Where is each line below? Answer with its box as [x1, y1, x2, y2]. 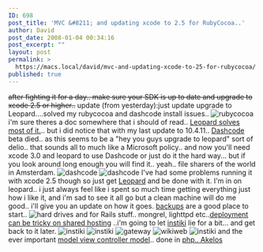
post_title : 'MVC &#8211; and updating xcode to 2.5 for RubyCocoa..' [8, 19, 246, 27]
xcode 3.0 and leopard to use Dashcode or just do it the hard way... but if [8, 151, 246, 160]
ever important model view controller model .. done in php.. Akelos [8, 235, 223, 244]
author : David [8, 26, 55, 34]
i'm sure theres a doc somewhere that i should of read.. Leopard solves [8, 117, 240, 126]
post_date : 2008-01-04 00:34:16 [8, 33, 115, 42]
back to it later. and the [8, 226, 243, 235]
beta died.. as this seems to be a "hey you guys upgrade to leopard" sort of [8, 134, 254, 143]
